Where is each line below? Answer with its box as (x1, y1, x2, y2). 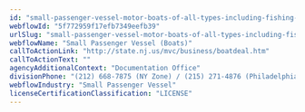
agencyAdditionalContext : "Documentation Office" (9, 64, 202, 73)
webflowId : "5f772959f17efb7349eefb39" (9, 22, 161, 31)
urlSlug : (9, 30, 43, 39)
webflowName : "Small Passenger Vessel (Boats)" (9, 38, 193, 48)
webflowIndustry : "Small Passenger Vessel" (9, 80, 177, 89)
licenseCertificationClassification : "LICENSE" (9, 89, 193, 98)
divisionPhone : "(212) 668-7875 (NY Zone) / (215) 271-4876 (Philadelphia (9, 72, 299, 81)
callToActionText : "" (9, 55, 92, 64)
